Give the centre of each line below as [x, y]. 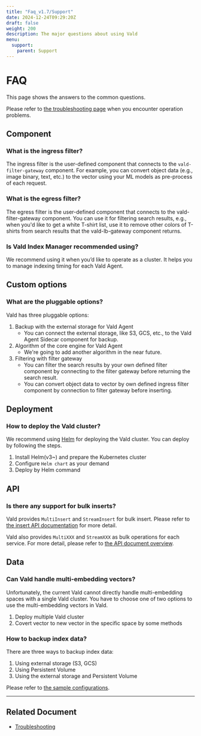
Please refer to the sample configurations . [58, 688]
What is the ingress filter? [45, 151]
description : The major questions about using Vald [72, 34]
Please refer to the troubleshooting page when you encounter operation [95, 109]
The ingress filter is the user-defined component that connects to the [92, 164]
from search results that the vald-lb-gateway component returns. [101, 231]
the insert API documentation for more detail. [62, 525]
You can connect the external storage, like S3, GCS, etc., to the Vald [108, 333]
